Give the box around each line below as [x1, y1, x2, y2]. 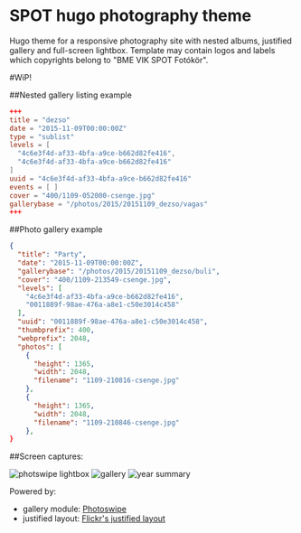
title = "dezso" [9, 115, 71, 125]
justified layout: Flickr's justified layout [22, 513, 165, 524]
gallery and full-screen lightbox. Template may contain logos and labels [9, 44, 276, 55]
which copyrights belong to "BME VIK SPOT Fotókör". [9, 54, 209, 65]
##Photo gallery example [9, 224, 103, 235]
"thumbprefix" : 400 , [17, 326, 95, 335]
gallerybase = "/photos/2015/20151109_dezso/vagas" [9, 200, 208, 209]
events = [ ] [9, 182, 59, 192]
